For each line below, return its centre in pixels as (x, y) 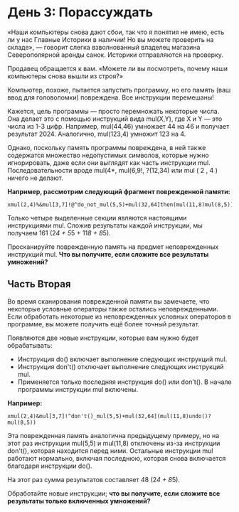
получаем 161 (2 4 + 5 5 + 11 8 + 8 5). (59, 233)
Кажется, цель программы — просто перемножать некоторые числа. (113, 111)
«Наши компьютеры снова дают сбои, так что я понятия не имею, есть (116, 32)
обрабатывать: (30, 345)
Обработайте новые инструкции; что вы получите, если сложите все (114, 493)
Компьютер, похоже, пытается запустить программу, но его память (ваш (119, 90)
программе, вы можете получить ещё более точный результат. (104, 324)
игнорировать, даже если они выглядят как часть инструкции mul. (109, 162)
